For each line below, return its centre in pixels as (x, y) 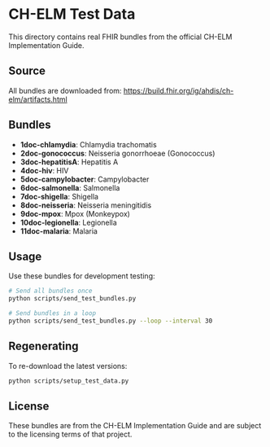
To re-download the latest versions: (68, 366)
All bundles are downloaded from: (65, 90)
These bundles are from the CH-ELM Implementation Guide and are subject (135, 426)
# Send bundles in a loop (52, 313)
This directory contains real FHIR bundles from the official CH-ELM (120, 37)
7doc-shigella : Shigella (59, 196)
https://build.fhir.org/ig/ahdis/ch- (179, 90)
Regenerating (44, 346)
